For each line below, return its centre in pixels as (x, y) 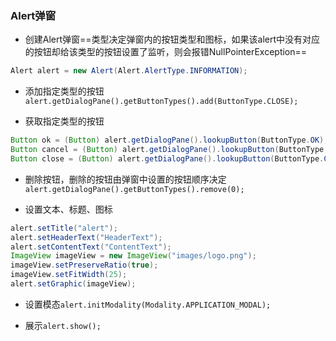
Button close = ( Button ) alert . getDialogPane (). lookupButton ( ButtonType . (167, 158)
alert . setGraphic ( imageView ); (73, 284)
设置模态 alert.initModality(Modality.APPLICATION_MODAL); (148, 304)
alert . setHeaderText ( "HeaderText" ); (86, 237)
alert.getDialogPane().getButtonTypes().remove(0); (134, 189)
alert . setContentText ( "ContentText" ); (91, 247)
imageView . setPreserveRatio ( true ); (84, 265)
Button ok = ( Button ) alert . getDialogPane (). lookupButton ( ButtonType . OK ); (169, 140)
